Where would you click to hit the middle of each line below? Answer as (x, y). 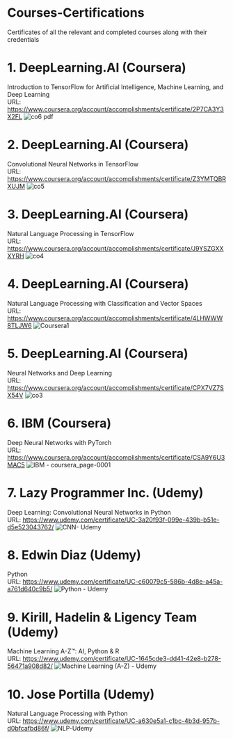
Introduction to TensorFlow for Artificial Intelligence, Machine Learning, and (115, 87)
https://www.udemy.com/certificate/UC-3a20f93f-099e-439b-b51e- (121, 520)
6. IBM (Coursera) (59, 423)
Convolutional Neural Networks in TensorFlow (73, 164)
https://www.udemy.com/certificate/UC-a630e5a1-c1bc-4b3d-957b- (121, 721)
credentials (23, 39)
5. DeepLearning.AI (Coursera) (98, 353)
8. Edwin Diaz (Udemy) (74, 555)
